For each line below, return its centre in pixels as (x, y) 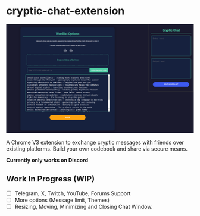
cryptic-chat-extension (65, 11)
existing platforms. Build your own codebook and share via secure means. (97, 148)
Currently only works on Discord (47, 160)
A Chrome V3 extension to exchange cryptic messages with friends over (95, 142)
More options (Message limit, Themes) (62, 200)
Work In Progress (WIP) (51, 179)
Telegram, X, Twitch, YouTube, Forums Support (73, 193)
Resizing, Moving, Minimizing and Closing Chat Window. (84, 206)
